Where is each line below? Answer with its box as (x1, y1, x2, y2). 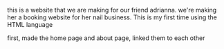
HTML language (7, 21, 53, 28)
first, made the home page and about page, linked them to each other (7, 34, 205, 42)
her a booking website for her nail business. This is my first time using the (7, 13, 218, 21)
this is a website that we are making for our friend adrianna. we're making (7, 6, 217, 14)
